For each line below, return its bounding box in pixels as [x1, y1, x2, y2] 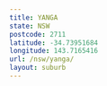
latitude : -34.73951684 [9, 38, 99, 47]
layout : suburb [9, 64, 67, 73]
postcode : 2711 [9, 30, 67, 39]
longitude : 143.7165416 [9, 47, 99, 56]
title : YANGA [9, 13, 58, 22]
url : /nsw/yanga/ [9, 55, 75, 64]
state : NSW [9, 21, 50, 30]
